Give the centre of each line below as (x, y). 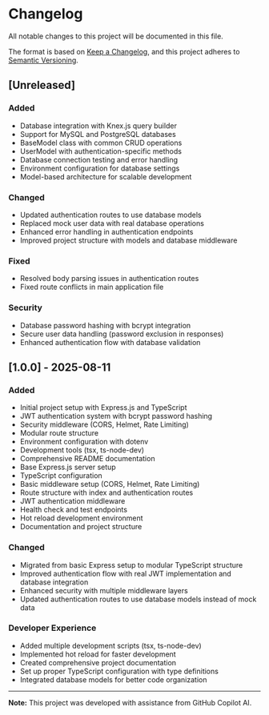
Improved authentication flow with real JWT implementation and (126, 573)
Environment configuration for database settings (100, 168)
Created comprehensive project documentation (98, 662)
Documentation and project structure (81, 527)
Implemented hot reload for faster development (98, 654)
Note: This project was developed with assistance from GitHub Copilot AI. (130, 702)
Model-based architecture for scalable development (106, 176)
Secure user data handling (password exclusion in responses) (122, 334)
